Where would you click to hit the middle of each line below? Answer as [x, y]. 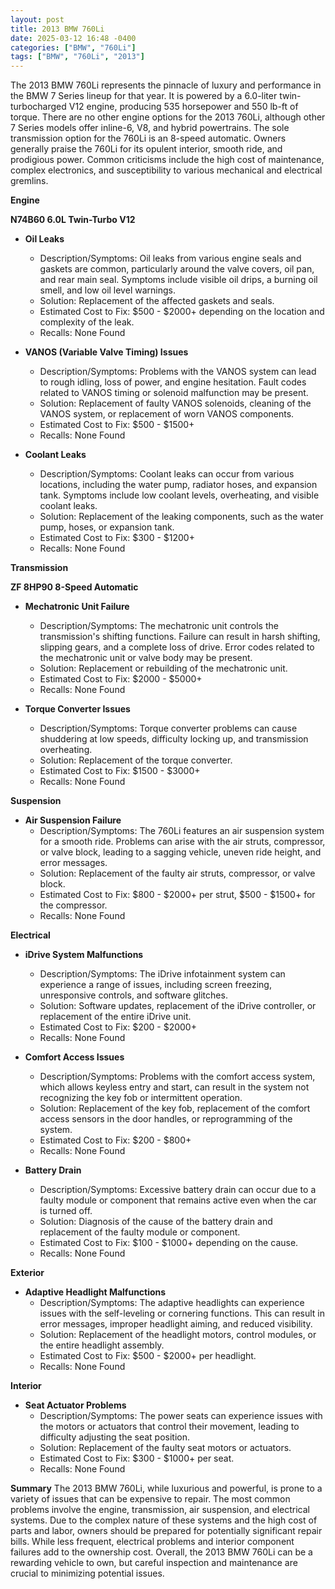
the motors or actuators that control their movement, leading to [169, 1427]
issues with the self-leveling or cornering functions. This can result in [182, 1313]
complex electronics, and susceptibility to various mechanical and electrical [166, 170]
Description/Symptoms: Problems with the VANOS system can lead [178, 372]
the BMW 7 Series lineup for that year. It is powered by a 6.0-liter [144, 96]
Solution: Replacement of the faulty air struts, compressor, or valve [177, 873]
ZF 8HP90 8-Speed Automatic [74, 587]
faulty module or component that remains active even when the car [178, 1200]
